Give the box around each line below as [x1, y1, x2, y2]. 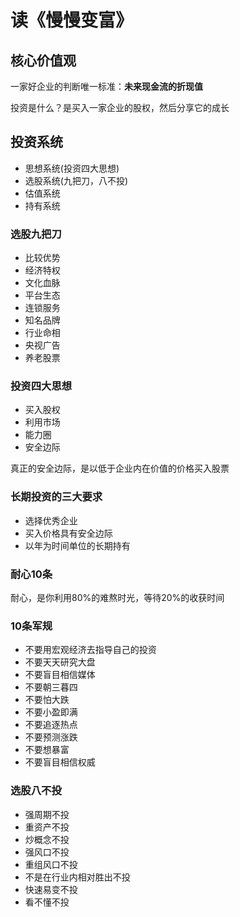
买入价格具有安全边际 [24, 527, 113, 539]
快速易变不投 [24, 883, 78, 895]
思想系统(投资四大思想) [24, 162, 120, 174]
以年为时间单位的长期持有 [24, 539, 131, 551]
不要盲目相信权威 [24, 756, 96, 768]
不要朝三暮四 [24, 681, 78, 693]
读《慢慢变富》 [10, 9, 134, 32]
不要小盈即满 [24, 706, 78, 718]
